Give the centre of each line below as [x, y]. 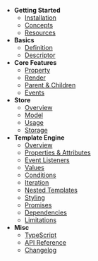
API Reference [45, 242]
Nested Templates [51, 190]
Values [34, 168]
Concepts [39, 25]
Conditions [40, 175]
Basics [24, 40]
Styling [35, 198]
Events [34, 92]
